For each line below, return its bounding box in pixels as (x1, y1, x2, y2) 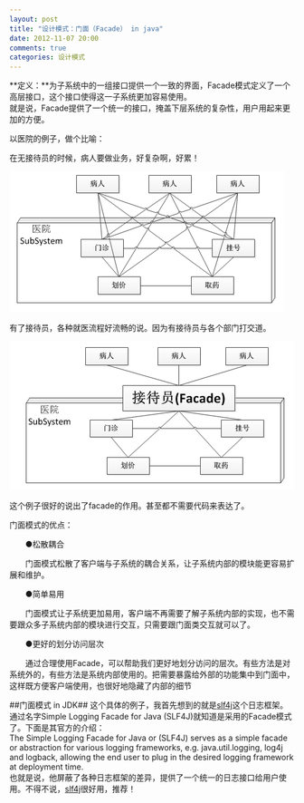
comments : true (9, 44, 67, 53)
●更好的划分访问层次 (24, 639, 104, 650)
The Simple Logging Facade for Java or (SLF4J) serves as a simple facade (9, 732, 288, 743)
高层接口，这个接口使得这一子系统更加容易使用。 (9, 92, 192, 102)
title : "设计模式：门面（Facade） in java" (9, 24, 164, 34)
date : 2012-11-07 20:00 (9, 34, 100, 43)
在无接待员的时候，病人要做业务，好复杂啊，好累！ (9, 152, 200, 163)
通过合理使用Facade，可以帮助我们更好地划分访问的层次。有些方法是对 (24, 658, 291, 669)
